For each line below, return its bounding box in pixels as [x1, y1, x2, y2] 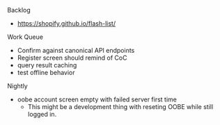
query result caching [17, 61, 77, 69]
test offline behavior [17, 69, 75, 76]
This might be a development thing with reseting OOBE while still [27, 103, 214, 110]
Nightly [7, 82, 28, 90]
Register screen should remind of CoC [17, 53, 127, 62]
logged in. [27, 110, 57, 118]
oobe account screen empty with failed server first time [17, 95, 178, 103]
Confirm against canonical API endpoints [17, 47, 135, 54]
